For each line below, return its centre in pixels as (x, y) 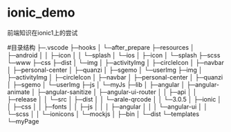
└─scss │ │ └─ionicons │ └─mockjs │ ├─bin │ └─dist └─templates (103, 114)
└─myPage (23, 121)
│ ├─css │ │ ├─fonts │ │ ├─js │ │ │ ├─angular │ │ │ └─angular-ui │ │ (108, 106)
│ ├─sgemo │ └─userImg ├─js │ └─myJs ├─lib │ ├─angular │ (96, 84)
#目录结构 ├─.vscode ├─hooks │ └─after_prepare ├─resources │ (101, 47)
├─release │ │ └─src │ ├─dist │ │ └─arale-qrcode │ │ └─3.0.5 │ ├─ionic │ (114, 99)
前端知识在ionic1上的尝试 (43, 32)
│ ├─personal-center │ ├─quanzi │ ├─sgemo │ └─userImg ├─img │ (105, 70)
